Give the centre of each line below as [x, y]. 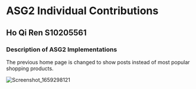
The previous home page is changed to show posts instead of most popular [98, 62]
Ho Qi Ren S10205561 [46, 33]
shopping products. [30, 68]
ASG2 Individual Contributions [82, 11]
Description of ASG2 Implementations [62, 50]
